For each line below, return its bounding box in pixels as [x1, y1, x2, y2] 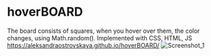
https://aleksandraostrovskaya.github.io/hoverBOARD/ [7, 41, 160, 49]
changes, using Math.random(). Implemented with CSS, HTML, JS [7, 33, 193, 42]
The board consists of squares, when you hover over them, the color [7, 27, 200, 35]
